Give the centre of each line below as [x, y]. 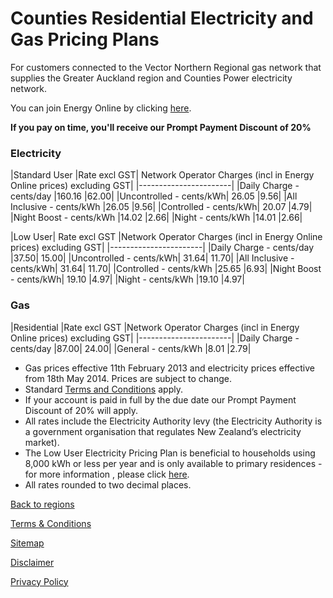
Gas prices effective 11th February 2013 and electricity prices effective [169, 368]
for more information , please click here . [107, 474]
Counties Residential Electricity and [162, 18]
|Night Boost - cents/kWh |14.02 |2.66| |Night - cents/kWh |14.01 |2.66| [156, 218]
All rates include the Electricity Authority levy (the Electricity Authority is [173, 421]
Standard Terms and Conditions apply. [103, 389]
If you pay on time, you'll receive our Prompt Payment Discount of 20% [161, 127]
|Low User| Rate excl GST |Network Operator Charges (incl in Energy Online [166, 237]
